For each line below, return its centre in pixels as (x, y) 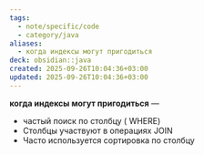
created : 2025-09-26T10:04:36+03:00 (79, 69)
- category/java (48, 35)
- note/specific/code (59, 26)
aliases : (26, 43)
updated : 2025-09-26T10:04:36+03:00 (79, 77)
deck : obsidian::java (51, 60)
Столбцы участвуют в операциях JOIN (97, 130)
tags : (20, 18)
